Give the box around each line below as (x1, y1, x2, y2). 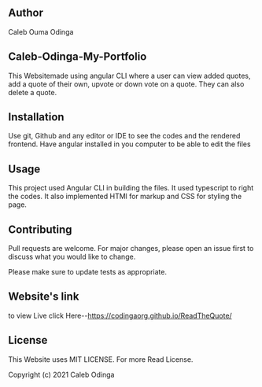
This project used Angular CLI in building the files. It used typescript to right (8, 183, 254, 193)
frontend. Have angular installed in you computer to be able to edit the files (8, 139, 251, 149)
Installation (8, 110, 65, 124)
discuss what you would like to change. (8, 252, 136, 262)
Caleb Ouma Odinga (8, 27, 74, 36)
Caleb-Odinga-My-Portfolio (8, 50, 147, 64)
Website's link (8, 290, 79, 304)
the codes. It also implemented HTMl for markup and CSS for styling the (8, 192, 242, 201)
